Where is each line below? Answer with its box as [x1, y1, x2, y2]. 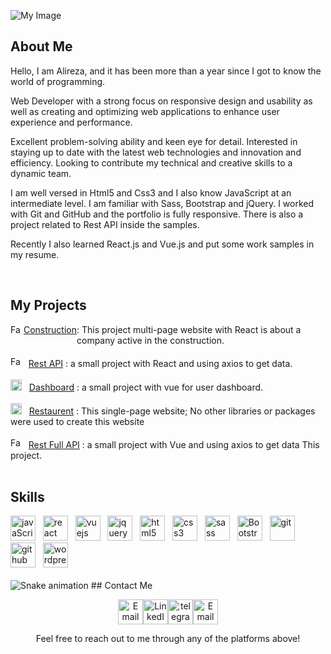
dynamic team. [10, 167, 72, 179]
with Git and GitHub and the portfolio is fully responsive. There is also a [10, 208, 304, 220]
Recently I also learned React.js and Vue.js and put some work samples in [10, 238, 315, 250]
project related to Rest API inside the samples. [10, 218, 200, 230]
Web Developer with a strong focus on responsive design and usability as [10, 95, 313, 107]
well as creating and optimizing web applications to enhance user [10, 105, 280, 117]
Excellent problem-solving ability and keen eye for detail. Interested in [10, 135, 298, 147]
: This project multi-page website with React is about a [76, 323, 302, 335]
